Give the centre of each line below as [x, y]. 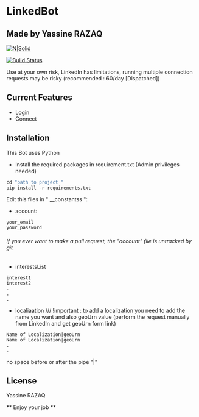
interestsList [30, 266]
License [22, 381]
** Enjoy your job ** [31, 407]
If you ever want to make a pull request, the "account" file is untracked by [99, 241]
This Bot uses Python [33, 152]
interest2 [19, 283]
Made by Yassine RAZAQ [54, 34]
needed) [26, 171]
